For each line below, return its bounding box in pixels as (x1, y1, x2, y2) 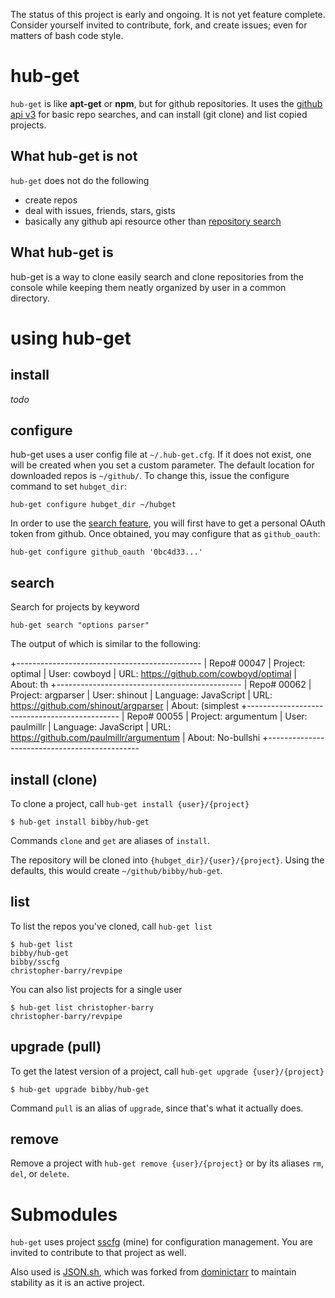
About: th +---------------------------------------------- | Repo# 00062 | (10, 679, 312, 691)
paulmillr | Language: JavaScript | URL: (10, 721, 172, 733)
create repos (24, 194, 78, 206)
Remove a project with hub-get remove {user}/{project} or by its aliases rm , (10, 1157, 325, 1169)
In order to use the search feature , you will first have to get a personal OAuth (10, 517, 326, 529)
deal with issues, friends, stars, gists (24, 204, 176, 216)
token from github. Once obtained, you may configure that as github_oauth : (10, 528, 321, 540)
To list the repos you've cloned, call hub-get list (10, 920, 213, 932)
